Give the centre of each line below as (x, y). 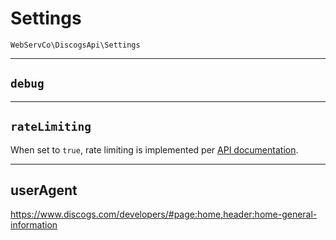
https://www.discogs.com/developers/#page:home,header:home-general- (164, 214)
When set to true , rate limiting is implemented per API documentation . (154, 149)
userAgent (44, 190)
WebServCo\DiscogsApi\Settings (75, 45)
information (34, 225)
